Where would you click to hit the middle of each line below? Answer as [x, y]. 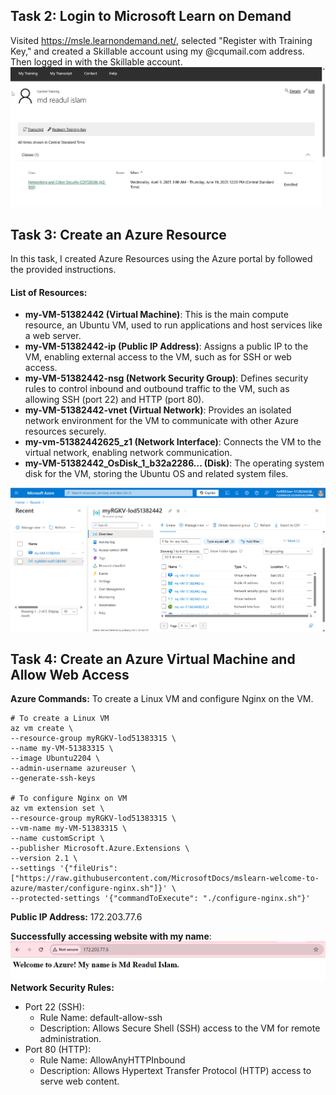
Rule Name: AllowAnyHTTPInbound [112, 1060]
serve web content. [79, 1081]
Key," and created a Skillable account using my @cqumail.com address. [157, 51]
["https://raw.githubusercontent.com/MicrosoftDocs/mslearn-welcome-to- [165, 879]
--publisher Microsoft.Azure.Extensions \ [100, 849]
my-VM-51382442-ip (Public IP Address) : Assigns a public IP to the [166, 346]
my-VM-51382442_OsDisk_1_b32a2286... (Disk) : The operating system [174, 463]
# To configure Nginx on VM [69, 799]
